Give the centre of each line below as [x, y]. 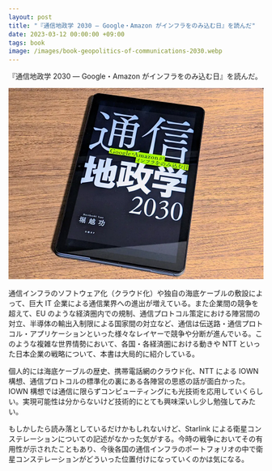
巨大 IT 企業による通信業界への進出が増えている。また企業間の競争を [144, 303]
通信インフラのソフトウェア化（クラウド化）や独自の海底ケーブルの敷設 [129, 293]
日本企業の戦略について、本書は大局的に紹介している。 [107, 354]
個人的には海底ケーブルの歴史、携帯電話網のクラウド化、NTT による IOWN [134, 371]
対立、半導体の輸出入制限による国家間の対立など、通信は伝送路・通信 [125, 324]
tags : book [27, 43]
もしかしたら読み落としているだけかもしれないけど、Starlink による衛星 [128, 429]
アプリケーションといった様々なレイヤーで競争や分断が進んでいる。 [142, 334]
